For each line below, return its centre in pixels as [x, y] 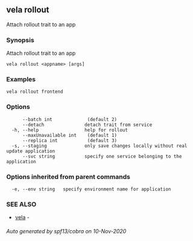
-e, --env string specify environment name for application [91, 189]
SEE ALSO [21, 204]
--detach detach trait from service [87, 125]
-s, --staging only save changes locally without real [100, 146]
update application [31, 151]
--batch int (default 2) [70, 119]
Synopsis [20, 40]
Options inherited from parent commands [68, 177]
